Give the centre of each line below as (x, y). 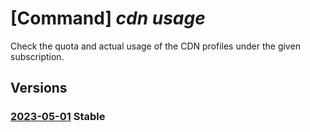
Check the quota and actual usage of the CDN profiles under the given (155, 46)
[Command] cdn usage (108, 18)
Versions (39, 88)
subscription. (37, 56)
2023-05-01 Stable (58, 117)
